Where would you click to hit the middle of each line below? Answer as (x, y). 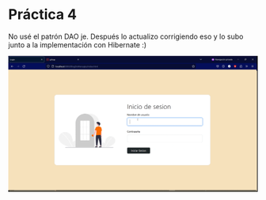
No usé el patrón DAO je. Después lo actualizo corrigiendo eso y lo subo (126, 36)
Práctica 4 (43, 15)
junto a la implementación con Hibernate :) (78, 44)
